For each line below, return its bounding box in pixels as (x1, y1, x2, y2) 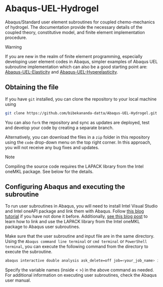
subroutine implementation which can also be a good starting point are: (5, 64, 148, 70)
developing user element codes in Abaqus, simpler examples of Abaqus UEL (5, 58, 158, 64)
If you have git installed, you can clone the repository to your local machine (5, 96, 157, 102)
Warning (5, 44, 22, 50)
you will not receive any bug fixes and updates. (5, 144, 99, 150)
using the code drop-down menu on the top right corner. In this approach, (5, 139, 151, 145)
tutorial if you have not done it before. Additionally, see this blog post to (5, 213, 148, 219)
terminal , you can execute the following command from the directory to (5, 244, 148, 249)
